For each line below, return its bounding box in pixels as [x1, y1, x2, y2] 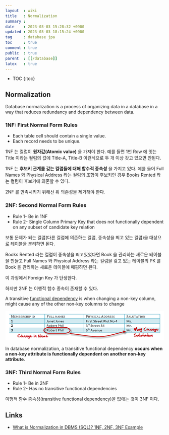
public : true [5, 50, 37, 55]
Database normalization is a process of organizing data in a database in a [5, 104, 158, 110]
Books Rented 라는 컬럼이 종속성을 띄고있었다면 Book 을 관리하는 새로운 [5, 251, 148, 257]
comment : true [5, 45, 37, 50]
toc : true [5, 40, 37, 45]
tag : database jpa [5, 35, 55, 40]
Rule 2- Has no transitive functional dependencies [12, 386, 117, 392]
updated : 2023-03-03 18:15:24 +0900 [5, 29, 85, 35]
